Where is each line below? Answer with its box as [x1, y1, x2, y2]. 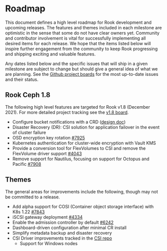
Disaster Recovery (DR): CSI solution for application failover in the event [12, 124, 160, 130]
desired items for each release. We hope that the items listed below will [5, 40, 151, 46]
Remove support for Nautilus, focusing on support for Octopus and [12, 156, 150, 162]
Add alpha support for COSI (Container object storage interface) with [12, 203, 154, 209]
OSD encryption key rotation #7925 [12, 134, 85, 140]
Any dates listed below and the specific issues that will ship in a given [5, 61, 148, 66]
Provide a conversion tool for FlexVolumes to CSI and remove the [12, 145, 146, 151]
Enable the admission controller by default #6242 [12, 219, 114, 225]
